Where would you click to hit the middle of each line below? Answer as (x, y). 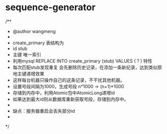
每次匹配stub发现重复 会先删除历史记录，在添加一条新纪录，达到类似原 (87, 67)
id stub (20, 48)
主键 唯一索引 (27, 55)
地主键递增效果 (28, 73)
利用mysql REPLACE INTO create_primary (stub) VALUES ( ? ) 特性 (82, 61)
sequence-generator (51, 7)
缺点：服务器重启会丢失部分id (44, 111)
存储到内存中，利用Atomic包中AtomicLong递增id (64, 93)
